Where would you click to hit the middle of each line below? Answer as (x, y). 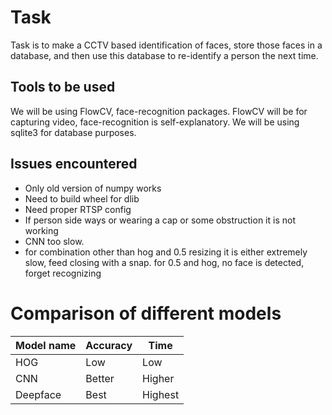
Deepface (38, 394)
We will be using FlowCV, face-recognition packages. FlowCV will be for (159, 111)
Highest (161, 394)
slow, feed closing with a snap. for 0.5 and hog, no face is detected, (164, 262)
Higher (158, 378)
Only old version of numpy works (93, 188)
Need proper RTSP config (78, 209)
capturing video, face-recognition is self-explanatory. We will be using (155, 122)
